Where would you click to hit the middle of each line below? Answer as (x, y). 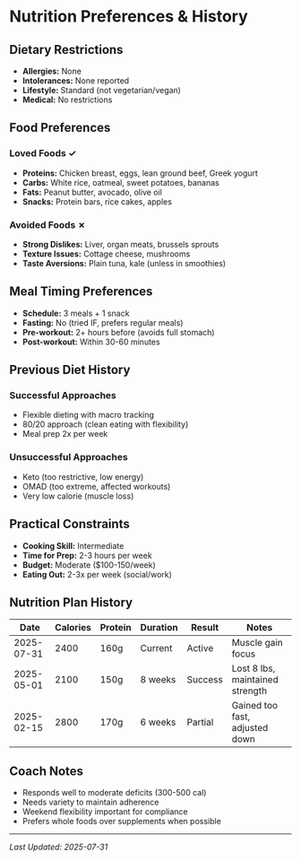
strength (249, 691)
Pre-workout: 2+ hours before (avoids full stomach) (118, 332)
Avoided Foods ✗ (48, 224)
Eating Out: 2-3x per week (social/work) (97, 574)
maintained (255, 680)
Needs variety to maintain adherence (90, 802)
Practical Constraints (69, 524)
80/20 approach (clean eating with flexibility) (105, 424)
